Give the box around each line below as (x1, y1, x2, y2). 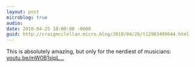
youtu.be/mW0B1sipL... (6, 54, 65, 62)
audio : (6, 20, 23, 26)
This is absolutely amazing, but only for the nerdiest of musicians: (6, 48, 172, 55)
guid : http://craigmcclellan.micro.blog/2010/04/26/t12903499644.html (6, 31, 190, 37)
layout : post (6, 8, 40, 15)
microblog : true (6, 14, 48, 21)
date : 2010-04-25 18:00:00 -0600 (6, 25, 91, 32)
